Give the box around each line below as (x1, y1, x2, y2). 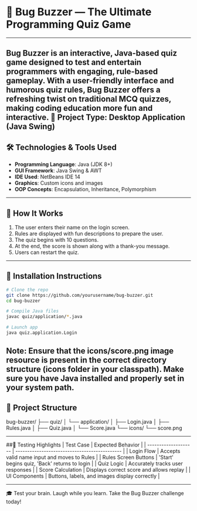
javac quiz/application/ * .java (6, 314, 83, 320)
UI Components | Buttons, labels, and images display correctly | (6, 472, 160, 480)
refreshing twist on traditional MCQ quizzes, (6, 94, 172, 104)
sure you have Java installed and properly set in (6, 374, 185, 384)
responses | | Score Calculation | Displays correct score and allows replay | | (6, 466, 191, 473)
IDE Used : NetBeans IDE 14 (14, 173, 81, 181)
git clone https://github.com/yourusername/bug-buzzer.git (6, 292, 154, 298)
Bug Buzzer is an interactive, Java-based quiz (6, 48, 178, 58)
